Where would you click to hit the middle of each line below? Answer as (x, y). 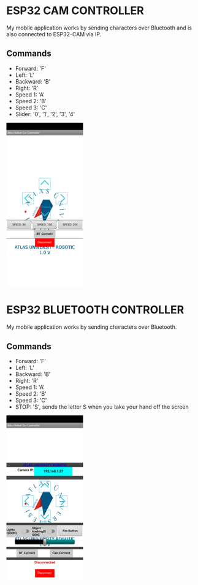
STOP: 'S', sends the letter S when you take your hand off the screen (102, 407)
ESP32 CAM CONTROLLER (75, 11)
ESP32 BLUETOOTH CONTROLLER (95, 310)
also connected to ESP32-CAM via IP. (54, 34)
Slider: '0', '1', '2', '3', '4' (45, 114)
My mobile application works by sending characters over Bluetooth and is (99, 28)
